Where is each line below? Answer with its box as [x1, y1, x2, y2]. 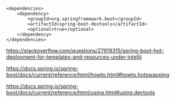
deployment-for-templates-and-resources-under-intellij [6, 53, 142, 60]
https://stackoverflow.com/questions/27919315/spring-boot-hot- [6, 47, 164, 54]
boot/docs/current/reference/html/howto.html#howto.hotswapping [6, 71, 170, 78]
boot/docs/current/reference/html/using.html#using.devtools [6, 89, 155, 96]
